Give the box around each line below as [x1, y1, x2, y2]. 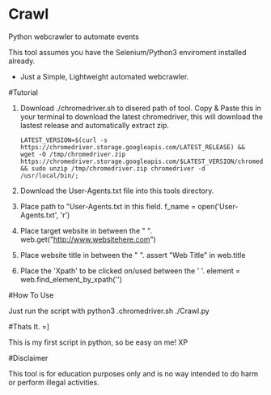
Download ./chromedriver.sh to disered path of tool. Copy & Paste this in [19, 103, 261, 113]
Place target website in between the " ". [19, 225, 152, 235]
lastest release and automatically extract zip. [19, 120, 170, 130]
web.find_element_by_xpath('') [19, 274, 123, 284]
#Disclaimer [8, 353, 49, 363]
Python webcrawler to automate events [8, 32, 139, 41]
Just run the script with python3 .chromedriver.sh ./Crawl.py [8, 306, 210, 316]
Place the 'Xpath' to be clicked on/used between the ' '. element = [19, 265, 241, 276]
